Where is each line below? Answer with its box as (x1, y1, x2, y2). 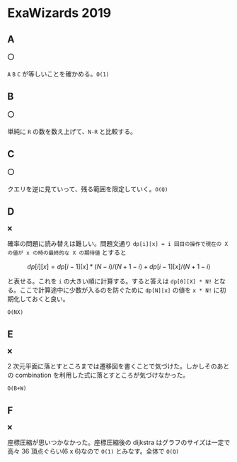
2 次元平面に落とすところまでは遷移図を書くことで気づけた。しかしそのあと (7, 362, 230, 371)
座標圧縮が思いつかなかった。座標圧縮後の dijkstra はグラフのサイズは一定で (7, 438, 231, 447)
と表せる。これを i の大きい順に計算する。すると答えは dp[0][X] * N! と (7, 277, 220, 286)
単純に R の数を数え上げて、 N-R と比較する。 (7, 127, 137, 135)
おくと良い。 (31, 295, 69, 303)
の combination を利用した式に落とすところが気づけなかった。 (7, 371, 190, 380)
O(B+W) (7, 385, 27, 393)
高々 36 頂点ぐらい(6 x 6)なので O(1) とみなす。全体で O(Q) (7, 447, 180, 456)
